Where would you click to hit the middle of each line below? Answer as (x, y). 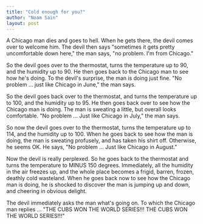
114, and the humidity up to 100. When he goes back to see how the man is (100, 134)
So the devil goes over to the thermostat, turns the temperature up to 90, (97, 65)
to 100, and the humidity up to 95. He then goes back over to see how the (98, 103)
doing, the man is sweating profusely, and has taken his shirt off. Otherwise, (101, 141)
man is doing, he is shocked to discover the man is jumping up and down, (98, 185)
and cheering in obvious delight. (46, 191)
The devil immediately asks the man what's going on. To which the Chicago (101, 203)
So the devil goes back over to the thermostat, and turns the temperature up (102, 96)
